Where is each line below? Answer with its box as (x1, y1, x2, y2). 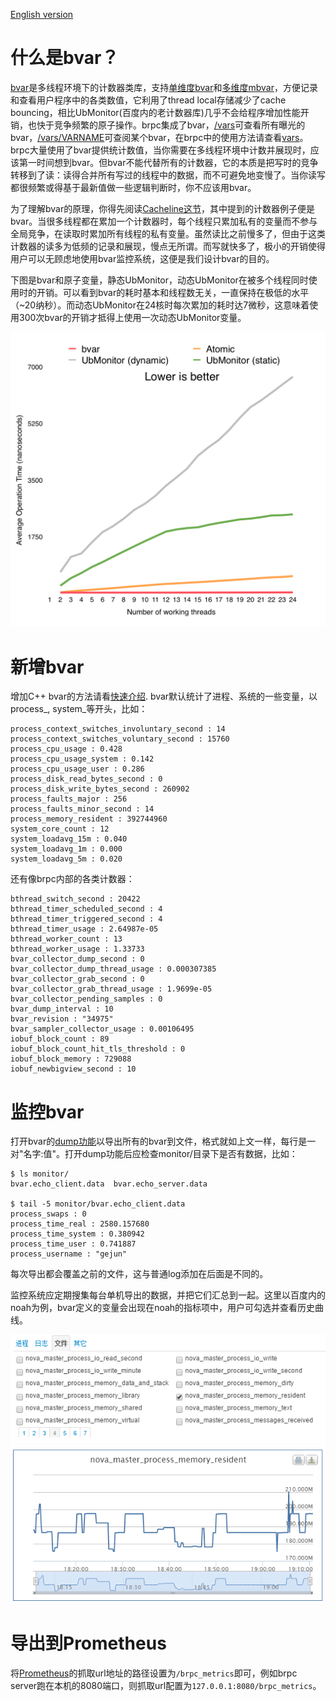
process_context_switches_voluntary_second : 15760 (10, 734, 230, 744)
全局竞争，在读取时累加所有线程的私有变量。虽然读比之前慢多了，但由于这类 (10, 227, 326, 239)
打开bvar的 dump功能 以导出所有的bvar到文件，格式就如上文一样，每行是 (10, 1135, 308, 1148)
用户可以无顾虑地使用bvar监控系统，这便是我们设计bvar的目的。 (10, 252, 275, 264)
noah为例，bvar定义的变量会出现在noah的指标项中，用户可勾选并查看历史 (10, 1302, 316, 1314)
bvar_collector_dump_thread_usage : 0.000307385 (10, 964, 217, 974)
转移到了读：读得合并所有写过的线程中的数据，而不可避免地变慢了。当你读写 (10, 169, 326, 181)
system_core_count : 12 (10, 824, 110, 834)
